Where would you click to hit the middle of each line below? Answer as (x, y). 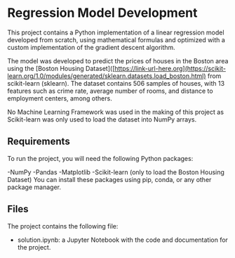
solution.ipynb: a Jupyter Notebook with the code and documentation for (122, 240)
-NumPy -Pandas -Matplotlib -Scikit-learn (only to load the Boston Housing (116, 172)
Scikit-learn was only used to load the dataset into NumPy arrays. (102, 119)
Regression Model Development (102, 13)
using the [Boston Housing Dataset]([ (61, 68)
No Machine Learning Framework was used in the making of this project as (116, 112)
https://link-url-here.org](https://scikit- (170, 68)
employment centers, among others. (60, 98)
